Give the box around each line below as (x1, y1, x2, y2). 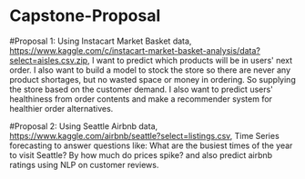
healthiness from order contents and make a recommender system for (9, 93, 273, 104)
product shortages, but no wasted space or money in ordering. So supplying (9, 74, 296, 85)
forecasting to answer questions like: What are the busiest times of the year (9, 140, 293, 151)
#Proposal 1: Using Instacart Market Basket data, (9, 35, 192, 46)
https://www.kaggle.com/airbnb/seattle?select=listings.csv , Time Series (9, 130, 280, 141)
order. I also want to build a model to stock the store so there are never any (9, 65, 291, 75)
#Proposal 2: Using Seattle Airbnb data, (9, 120, 158, 132)
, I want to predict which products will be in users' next (86, 55, 293, 65)
